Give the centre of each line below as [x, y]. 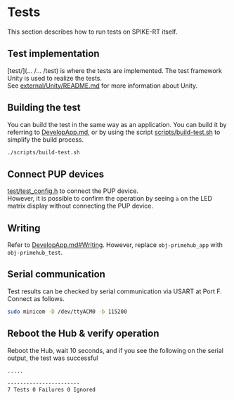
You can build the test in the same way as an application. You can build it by [117, 124]
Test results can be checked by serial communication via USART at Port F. [115, 291]
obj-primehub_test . [35, 253]
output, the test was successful [53, 358]
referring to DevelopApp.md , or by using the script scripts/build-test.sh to [114, 132]
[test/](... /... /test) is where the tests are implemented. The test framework [115, 70]
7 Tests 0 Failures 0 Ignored [52, 390]
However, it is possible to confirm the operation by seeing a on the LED [110, 199]
